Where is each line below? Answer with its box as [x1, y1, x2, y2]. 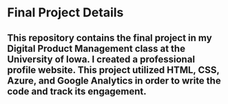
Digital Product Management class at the [7, 42, 186, 54]
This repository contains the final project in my [7, 32, 212, 44]
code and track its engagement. [7, 86, 147, 97]
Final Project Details [7, 5, 124, 21]
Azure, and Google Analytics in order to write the [7, 75, 222, 86]
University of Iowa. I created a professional [7, 53, 195, 65]
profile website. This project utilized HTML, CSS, [7, 64, 220, 76]
